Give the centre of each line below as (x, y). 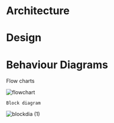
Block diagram (24, 103)
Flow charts (20, 81)
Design (24, 38)
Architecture (38, 11)
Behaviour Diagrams (57, 64)
